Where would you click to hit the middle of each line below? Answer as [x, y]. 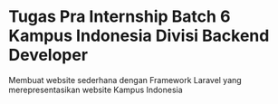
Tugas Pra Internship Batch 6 [120, 17]
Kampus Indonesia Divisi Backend [139, 36]
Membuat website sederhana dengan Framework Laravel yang [125, 80]
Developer [48, 55]
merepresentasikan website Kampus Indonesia [96, 90]
